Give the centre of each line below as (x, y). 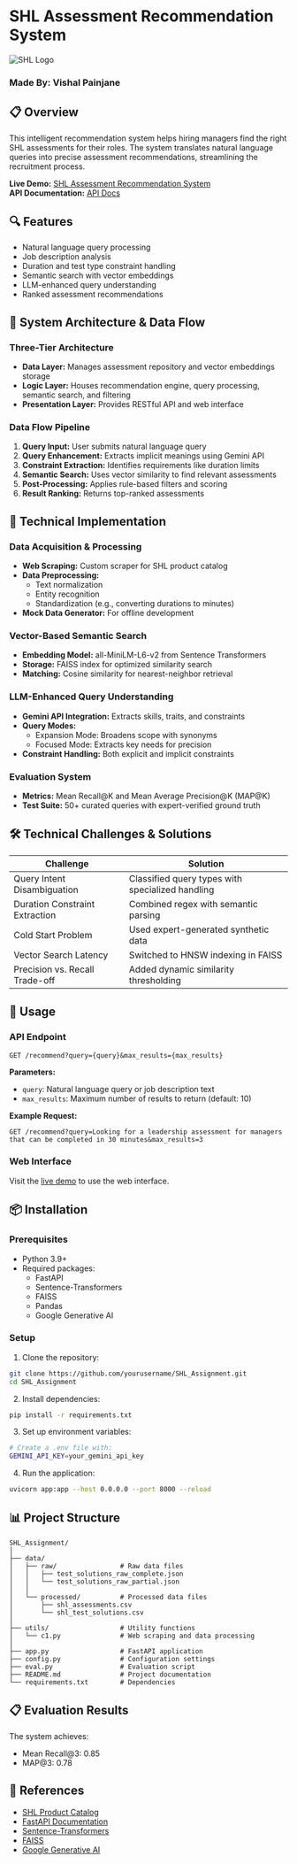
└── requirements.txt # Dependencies (92, 1682)
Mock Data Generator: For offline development (108, 613)
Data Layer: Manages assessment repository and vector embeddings (148, 367)
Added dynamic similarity (182, 969)
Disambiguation (46, 890)
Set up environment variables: (76, 1432)
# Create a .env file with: (61, 1448)
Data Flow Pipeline (50, 427)
